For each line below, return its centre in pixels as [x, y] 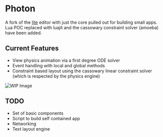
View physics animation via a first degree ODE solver [66, 60]
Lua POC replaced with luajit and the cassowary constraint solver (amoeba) [82, 27]
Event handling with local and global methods [59, 65]
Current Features [32, 48]
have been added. [23, 33]
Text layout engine [31, 129]
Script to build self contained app [46, 118]
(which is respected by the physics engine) [56, 76]
